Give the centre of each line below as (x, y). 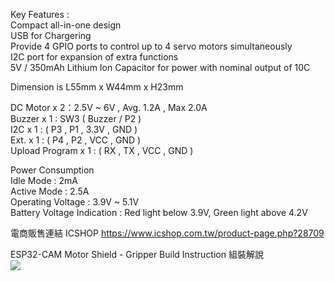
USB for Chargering (51, 35)
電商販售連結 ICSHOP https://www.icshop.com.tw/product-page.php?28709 (167, 233)
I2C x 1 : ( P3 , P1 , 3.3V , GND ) (74, 129)
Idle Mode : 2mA (44, 180)
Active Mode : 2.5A (50, 191)
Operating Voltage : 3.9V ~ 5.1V (75, 202)
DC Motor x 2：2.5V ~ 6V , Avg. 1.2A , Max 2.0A (109, 107)
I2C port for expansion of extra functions (94, 57)
